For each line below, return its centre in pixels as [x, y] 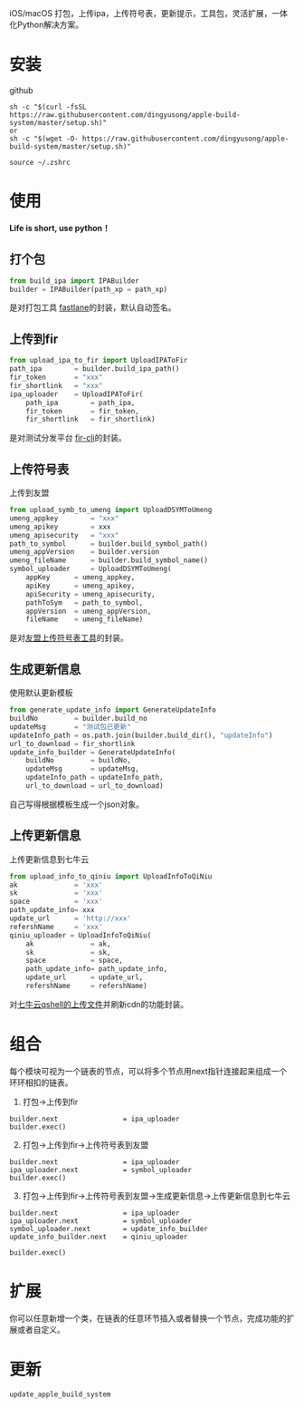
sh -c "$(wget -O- [44, 139]
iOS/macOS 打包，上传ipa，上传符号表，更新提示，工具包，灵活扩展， [141, 13]
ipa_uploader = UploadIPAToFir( [76, 394]
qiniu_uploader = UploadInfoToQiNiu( [81, 935]
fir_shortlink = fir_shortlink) [90, 420]
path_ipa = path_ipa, [81, 403]
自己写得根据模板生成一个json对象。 [77, 804]
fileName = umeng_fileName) [85, 619]
